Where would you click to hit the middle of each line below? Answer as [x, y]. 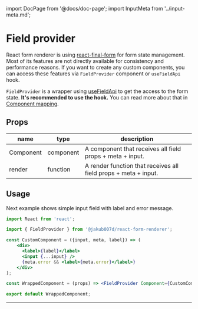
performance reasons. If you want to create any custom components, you [95, 67]
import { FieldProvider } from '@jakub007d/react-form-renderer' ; [89, 230]
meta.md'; [19, 15]
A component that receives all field [133, 148]
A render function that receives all [131, 165]
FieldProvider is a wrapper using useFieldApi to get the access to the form [97, 91]
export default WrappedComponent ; [49, 294]
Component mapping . [32, 104]
